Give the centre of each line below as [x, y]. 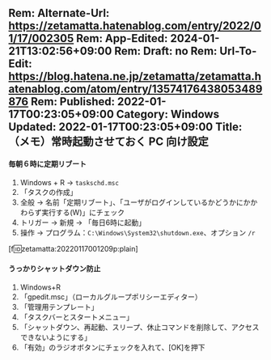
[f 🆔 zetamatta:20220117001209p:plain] [74, 248]
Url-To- [238, 51]
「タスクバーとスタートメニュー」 [77, 317]
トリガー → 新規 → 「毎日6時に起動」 [83, 222]
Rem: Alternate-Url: [59, 13]
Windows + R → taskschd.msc [70, 182]
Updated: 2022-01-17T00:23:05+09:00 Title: [125, 127]
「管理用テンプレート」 [59, 307]
